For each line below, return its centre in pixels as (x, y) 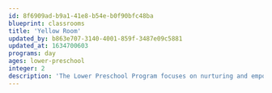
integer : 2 (27, 69)
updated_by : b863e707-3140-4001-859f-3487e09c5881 (96, 38)
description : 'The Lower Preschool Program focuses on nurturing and (128, 76)
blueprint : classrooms (47, 23)
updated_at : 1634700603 (49, 46)
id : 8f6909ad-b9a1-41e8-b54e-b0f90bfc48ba (81, 16)
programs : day (32, 53)
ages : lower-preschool (47, 61)
